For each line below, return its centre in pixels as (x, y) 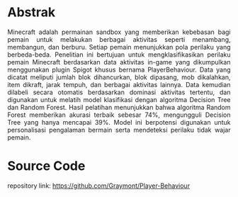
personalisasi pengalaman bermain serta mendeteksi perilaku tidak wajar (119, 130)
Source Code (46, 166)
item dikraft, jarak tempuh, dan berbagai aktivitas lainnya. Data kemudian (119, 84)
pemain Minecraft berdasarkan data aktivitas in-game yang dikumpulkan (119, 62)
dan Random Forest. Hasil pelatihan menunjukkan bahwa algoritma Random (119, 107)
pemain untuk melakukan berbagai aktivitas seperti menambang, (119, 39)
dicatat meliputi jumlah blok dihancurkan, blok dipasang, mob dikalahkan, (119, 77)
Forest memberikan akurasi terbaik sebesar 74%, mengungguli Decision (119, 115)
